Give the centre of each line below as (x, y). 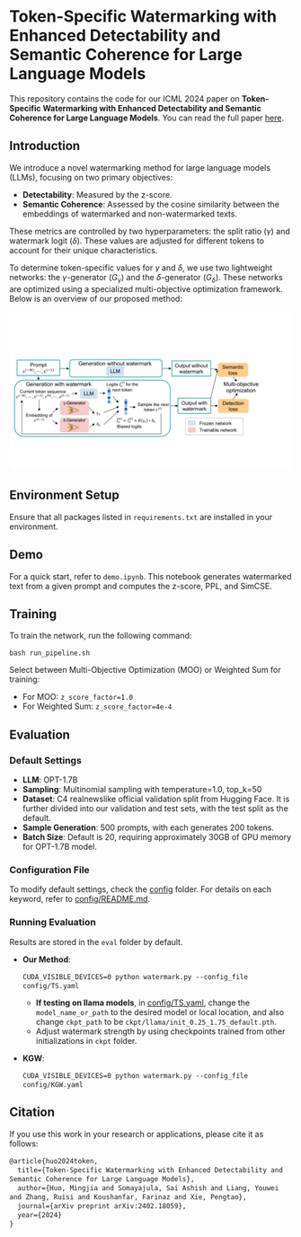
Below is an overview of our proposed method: (96, 298)
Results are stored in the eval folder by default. (96, 941)
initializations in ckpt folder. (86, 1040)
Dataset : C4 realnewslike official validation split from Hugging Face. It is (156, 799)
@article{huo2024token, (54, 1161)
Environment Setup (64, 495)
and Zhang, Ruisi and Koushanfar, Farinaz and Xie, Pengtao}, (128, 1197)
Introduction (45, 146)
